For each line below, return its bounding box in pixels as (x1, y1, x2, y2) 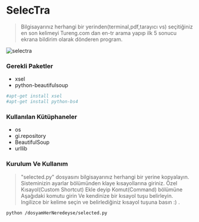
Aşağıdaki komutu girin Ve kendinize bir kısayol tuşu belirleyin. (20, 192, 173, 199)
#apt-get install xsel (6, 93, 62, 99)
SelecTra (6, 4, 50, 17)
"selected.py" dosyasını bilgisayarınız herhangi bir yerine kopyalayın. (20, 173, 189, 181)
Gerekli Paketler (6, 62, 53, 70)
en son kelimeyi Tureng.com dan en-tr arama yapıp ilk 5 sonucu (20, 29, 177, 36)
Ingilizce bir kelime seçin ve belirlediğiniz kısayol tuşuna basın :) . (20, 198, 180, 205)
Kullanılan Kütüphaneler (6, 112, 77, 121)
